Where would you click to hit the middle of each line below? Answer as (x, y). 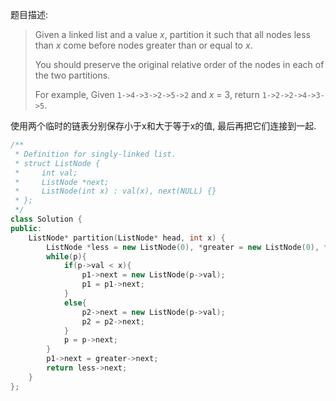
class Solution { (46, 219)
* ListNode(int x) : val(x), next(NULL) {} (115, 191)
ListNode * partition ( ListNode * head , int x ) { (127, 238)
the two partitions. (72, 75)
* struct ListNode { (57, 163)
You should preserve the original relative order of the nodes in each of (179, 64)
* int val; (46, 173)
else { (75, 303)
